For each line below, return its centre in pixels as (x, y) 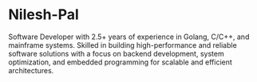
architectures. (31, 70)
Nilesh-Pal (44, 15)
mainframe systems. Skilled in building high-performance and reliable (123, 45)
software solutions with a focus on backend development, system (117, 53)
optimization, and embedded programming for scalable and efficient (121, 62)
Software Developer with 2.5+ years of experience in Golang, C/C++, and (129, 37)
